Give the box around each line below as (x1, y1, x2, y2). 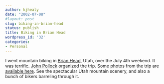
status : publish (5, 26, 39, 31)
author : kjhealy (5, 7, 39, 12)
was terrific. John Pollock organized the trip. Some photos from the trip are (5, 63, 160, 69)
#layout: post (5, 16, 35, 21)
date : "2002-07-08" (5, 12, 46, 17)
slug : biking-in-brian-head (5, 21, 64, 26)
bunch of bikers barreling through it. (5, 73, 80, 79)
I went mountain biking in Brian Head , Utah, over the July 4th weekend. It (5, 57, 156, 63)
